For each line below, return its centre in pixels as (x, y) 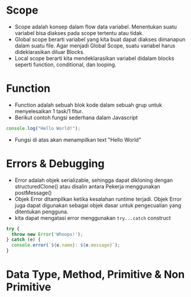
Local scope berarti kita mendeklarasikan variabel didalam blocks (94, 58)
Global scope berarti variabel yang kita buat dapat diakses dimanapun (100, 39)
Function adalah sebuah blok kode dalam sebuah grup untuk (88, 105)
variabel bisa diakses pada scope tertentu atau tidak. (79, 33)
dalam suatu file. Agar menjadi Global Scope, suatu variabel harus (95, 46)
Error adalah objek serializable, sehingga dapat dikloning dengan (94, 180)
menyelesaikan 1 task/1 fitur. (49, 111)
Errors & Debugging (55, 163)
